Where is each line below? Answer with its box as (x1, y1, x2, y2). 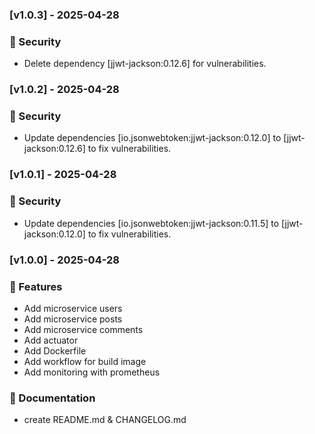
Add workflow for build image (23, 355, 147, 367)
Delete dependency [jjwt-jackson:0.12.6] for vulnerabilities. (23, 58, 267, 70)
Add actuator (23, 334, 79, 346)
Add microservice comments (23, 323, 144, 335)
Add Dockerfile (23, 344, 87, 357)
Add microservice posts (23, 313, 123, 325)
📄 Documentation (9, 391, 96, 405)
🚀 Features (9, 279, 63, 293)
